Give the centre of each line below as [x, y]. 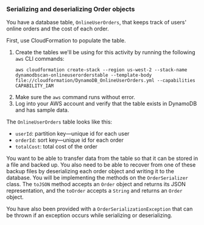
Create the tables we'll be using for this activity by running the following [105, 52]
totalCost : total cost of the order [56, 147]
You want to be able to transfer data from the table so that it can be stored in [102, 158]
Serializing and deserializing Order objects [71, 9]
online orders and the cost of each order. [58, 29]
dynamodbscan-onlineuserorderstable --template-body [83, 75]
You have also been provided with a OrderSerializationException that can [100, 209]
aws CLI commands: [40, 59]
